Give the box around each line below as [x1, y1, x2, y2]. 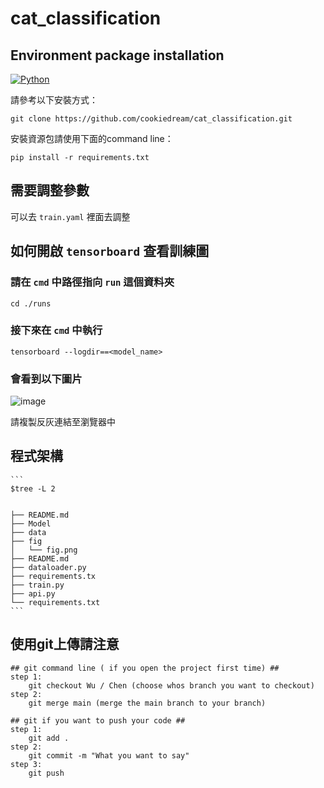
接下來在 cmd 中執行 [10, 323, 103, 337]
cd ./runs [10, 298, 52, 309]
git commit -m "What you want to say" [28, 750, 190, 761]
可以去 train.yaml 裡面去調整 [10, 210, 131, 222]
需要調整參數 [10, 182, 90, 199]
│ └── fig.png [10, 545, 78, 555]
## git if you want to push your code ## [10, 715, 186, 726]
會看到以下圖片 [10, 372, 83, 386]
